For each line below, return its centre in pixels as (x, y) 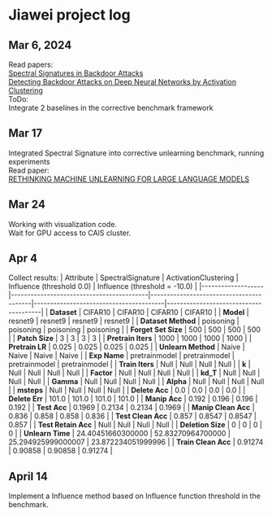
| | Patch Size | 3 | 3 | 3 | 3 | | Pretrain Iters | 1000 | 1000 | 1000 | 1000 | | (130, 339)
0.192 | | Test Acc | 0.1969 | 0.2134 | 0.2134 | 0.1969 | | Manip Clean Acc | (132, 408)
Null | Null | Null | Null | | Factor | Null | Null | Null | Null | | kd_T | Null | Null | (134, 373)
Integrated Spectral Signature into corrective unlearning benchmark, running (136, 153)
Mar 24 (27, 205)
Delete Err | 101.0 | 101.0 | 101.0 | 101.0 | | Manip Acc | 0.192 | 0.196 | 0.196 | (133, 399)
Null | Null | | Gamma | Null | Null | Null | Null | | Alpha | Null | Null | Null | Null (136, 382)
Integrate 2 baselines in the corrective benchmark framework (111, 108)
